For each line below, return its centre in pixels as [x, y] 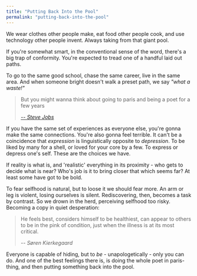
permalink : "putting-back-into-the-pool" [58, 17]
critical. [29, 231]
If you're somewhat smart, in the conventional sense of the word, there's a [96, 51]
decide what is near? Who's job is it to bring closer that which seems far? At [98, 171]
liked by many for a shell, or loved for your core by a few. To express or [92, 147]
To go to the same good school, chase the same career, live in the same [93, 75]
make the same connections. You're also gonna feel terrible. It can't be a [94, 134]
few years [33, 105]
